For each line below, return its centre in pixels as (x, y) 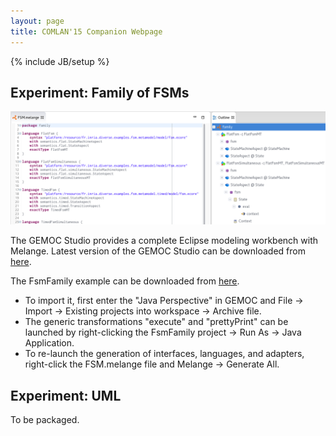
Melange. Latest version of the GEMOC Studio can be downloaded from (158, 251)
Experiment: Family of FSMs (100, 92)
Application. (49, 343)
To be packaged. (45, 420)
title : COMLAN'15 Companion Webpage (86, 31)
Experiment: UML (66, 395)
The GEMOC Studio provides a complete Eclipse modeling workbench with (164, 241)
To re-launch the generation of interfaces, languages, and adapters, (164, 354)
